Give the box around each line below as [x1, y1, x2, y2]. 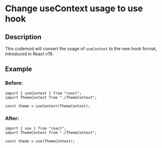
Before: [5, 80, 23, 86]
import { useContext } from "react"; [5, 91, 82, 96]
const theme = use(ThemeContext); [5, 139, 76, 144]
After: [5, 115, 20, 122]
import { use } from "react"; [5, 126, 67, 131]
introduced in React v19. [5, 51, 54, 57]
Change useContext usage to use [5, 3, 143, 14]
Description [5, 33, 41, 41]
